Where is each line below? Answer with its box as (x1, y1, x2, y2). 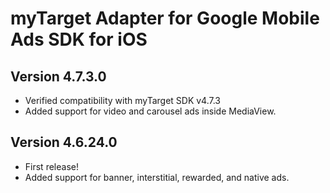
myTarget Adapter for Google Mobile (10, 7, 320, 30)
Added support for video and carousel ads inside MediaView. (24, 105, 277, 117)
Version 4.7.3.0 (10, 68, 107, 85)
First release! (24, 160, 79, 172)
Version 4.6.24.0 (10, 134, 118, 151)
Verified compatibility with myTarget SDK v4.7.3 (24, 95, 222, 106)
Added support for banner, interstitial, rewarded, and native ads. (24, 171, 290, 183)
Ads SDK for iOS (10, 28, 148, 51)
